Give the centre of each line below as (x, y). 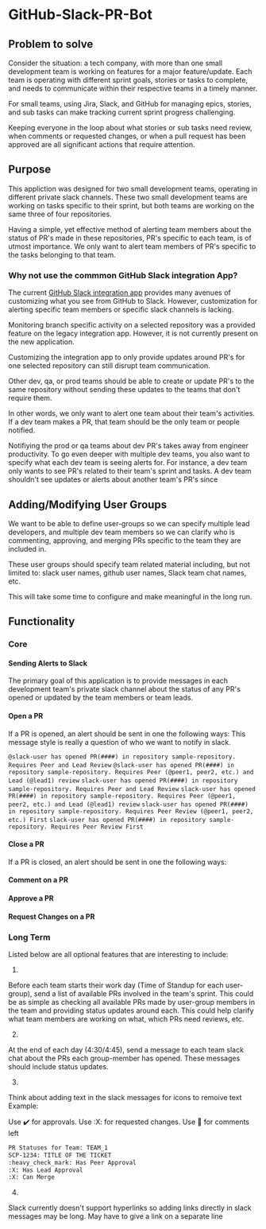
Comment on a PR (39, 880)
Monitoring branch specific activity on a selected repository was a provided (132, 325)
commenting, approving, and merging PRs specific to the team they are (125, 540)
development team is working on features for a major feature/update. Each (130, 72)
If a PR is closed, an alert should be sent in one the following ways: (118, 862)
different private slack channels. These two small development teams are (128, 197)
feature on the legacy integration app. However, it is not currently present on (133, 333)
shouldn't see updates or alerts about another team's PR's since (113, 479)
